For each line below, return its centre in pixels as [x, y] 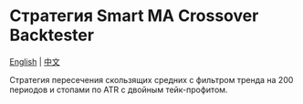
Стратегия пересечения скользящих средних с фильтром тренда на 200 [151, 79]
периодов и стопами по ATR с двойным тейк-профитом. [119, 89]
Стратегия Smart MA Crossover [134, 16]
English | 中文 [35, 61]
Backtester [52, 35]
